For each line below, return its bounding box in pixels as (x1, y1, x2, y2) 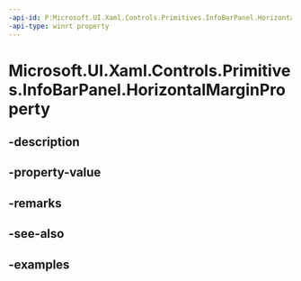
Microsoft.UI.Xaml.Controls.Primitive (8, 60, 291, 81)
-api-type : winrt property (8, 22, 110, 31)
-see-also (8, 226, 65, 241)
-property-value (8, 165, 102, 180)
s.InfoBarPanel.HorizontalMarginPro (8, 79, 287, 100)
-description (8, 134, 80, 150)
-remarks (8, 195, 62, 211)
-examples (8, 257, 70, 272)
